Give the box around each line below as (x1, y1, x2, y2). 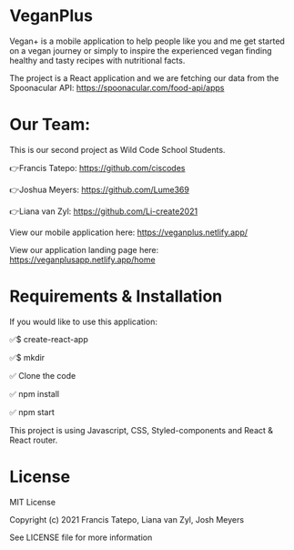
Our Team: (9, 115, 91, 135)
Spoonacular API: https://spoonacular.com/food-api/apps (9, 82, 225, 93)
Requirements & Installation (9, 286, 223, 307)
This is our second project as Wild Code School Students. (9, 144, 226, 155)
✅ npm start (9, 406, 55, 417)
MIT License (9, 496, 56, 507)
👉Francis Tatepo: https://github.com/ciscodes (9, 162, 186, 173)
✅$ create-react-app (9, 333, 88, 344)
